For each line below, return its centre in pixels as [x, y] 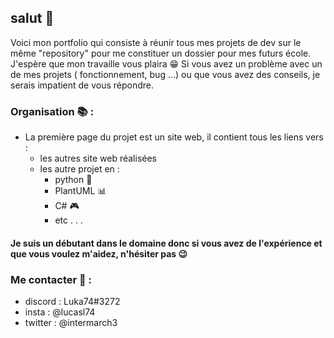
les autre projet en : [79, 169]
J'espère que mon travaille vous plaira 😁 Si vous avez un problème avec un [166, 63]
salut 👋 [32, 18]
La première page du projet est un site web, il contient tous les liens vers [174, 137]
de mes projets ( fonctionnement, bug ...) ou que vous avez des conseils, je [165, 74]
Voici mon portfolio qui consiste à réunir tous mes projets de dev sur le [156, 42]
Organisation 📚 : [52, 111]
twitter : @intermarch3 [71, 322]
